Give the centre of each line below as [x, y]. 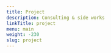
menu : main [20, 29]
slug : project [24, 40]
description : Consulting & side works [56, 18]
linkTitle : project [31, 23]
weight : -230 [23, 35]
